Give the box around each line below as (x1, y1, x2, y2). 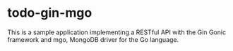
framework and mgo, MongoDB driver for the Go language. (7, 35, 179, 43)
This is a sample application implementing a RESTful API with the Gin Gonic (7, 28, 227, 36)
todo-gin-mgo (7, 5, 92, 21)
